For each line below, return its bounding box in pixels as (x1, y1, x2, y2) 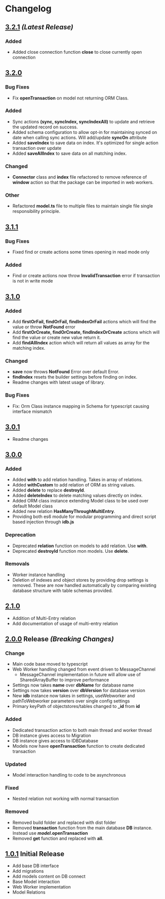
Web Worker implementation (12, 884, 71, 890)
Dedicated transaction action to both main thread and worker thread (12, 727, 152, 733)
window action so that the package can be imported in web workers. (12, 180, 154, 186)
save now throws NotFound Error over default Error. (12, 369, 119, 375)
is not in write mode (12, 278, 53, 284)
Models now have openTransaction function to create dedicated (12, 743, 145, 749)
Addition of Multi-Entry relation (12, 615, 76, 621)
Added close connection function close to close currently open (12, 49, 142, 55)
